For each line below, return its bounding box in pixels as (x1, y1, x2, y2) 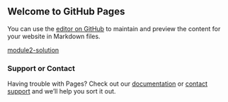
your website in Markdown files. (7, 32, 101, 40)
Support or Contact (7, 63, 76, 73)
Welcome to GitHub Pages (7, 6, 125, 18)
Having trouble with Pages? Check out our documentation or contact (7, 79, 207, 88)
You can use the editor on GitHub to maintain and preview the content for (7, 24, 221, 33)
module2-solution (7, 45, 59, 54)
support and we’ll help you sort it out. (7, 87, 116, 96)
